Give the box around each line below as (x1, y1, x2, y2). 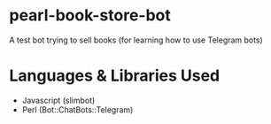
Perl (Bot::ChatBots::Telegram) (21, 104, 134, 115)
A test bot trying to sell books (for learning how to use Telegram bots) (9, 35, 263, 45)
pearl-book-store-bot (9, 5, 171, 26)
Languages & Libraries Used (9, 66, 220, 86)
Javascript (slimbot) (21, 95, 96, 105)
